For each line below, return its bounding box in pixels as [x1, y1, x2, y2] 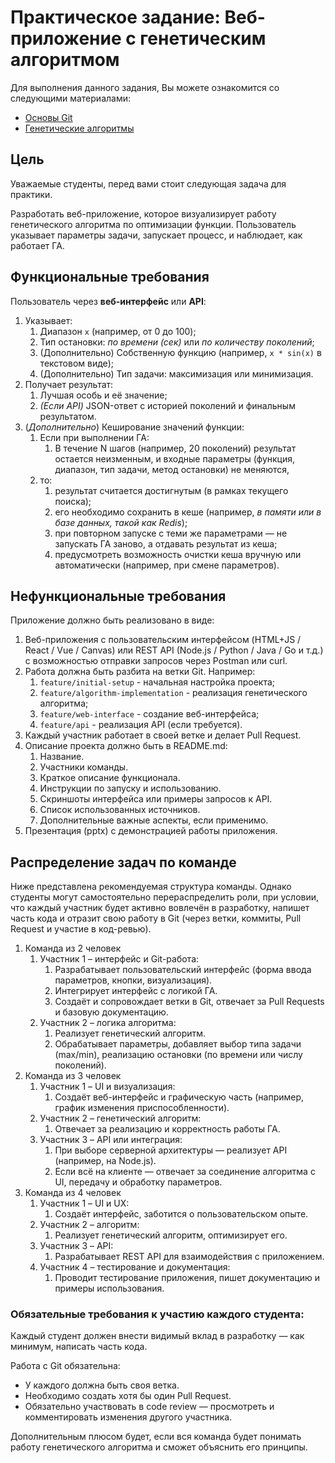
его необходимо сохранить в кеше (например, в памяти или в [54, 506, 322, 518]
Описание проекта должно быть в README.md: [24, 740, 228, 752]
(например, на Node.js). [54, 1155, 157, 1167]
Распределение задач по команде [10, 854, 237, 871]
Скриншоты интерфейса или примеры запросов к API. [39, 793, 273, 805]
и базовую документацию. [54, 1006, 169, 1018]
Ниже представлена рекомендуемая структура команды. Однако [10, 881, 292, 893]
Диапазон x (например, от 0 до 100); [39, 325, 197, 337]
